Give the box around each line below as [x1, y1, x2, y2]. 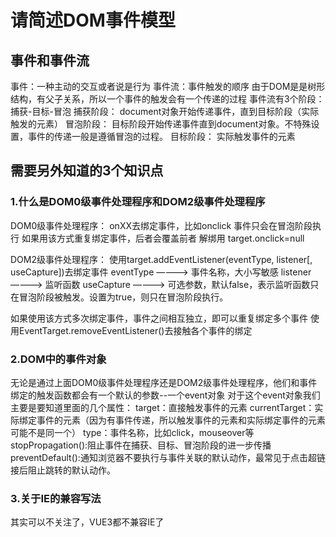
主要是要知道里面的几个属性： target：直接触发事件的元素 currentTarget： [10, 401, 315, 413]
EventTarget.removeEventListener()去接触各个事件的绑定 [18, 324, 253, 336]
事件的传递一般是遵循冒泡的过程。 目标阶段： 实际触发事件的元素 [27, 131, 296, 142]
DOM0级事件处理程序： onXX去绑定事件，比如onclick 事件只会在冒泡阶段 [10, 219, 313, 231]
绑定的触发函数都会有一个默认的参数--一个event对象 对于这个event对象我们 [10, 389, 321, 401]
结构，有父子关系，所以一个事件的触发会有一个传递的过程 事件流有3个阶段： [10, 93, 325, 105]
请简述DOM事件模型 [10, 9, 176, 32]
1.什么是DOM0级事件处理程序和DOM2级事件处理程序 [10, 195, 266, 209]
